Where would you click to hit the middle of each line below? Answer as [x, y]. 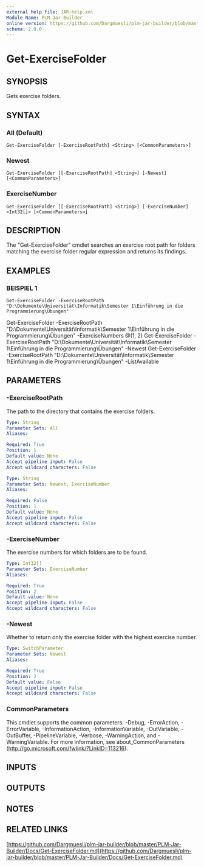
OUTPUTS [26, 788]
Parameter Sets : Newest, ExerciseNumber [58, 484]
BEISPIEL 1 [22, 288]
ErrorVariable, [24, 729]
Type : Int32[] [24, 564]
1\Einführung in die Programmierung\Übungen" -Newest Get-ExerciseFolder [101, 349]
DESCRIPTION [33, 230]
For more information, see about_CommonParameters [118, 741]
